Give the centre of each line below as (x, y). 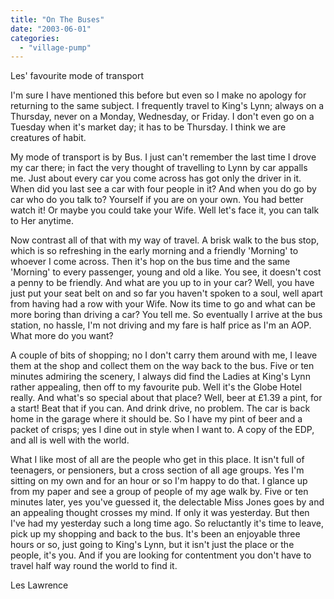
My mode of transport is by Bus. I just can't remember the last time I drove (163, 157)
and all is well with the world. (70, 440)
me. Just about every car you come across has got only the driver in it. (156, 178)
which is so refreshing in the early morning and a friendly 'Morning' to (154, 251)
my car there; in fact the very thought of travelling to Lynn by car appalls (159, 168)
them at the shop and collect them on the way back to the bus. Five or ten (162, 366)
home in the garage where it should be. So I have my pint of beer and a (156, 419)
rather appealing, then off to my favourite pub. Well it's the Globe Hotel (156, 387)
